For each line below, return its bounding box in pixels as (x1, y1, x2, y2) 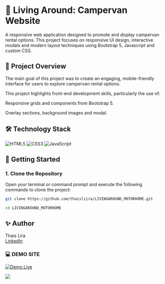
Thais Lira (5, 232, 26, 238)
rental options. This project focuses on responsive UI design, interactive (5, 37, 153, 43)
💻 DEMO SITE (5, 250, 40, 257)
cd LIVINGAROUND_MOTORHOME (5, 205, 61, 210)
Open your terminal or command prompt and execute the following (5, 181, 142, 187)
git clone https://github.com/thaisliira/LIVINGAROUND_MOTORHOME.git (5, 196, 153, 201)
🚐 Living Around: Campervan (5, 4, 127, 16)
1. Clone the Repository (5, 170, 62, 177)
